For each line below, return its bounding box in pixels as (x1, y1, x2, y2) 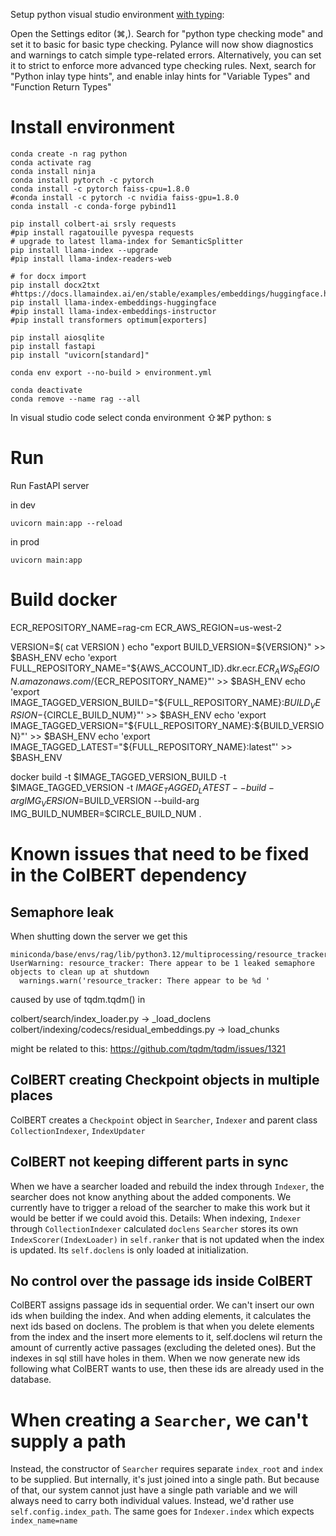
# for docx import (10, 271, 87, 281)
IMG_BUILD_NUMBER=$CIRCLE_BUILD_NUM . (10, 808, 202, 819)
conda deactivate (10, 385, 83, 395)
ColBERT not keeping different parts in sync (10, 1154, 289, 1171)
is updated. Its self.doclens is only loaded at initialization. (10, 1244, 249, 1256)
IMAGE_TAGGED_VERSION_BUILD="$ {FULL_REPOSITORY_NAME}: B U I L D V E (10, 696, 321, 711)
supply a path (10, 1430, 127, 1453)
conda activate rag (10, 157, 92, 168)
